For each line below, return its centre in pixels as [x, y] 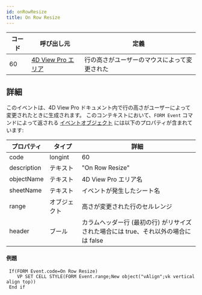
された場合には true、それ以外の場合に [136, 232]
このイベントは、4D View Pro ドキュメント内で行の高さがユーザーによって [99, 108]
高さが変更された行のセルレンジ [127, 207]
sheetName [26, 191]
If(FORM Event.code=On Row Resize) [53, 271]
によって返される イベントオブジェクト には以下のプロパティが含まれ [102, 123]
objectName [26, 179]
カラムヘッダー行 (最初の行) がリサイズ [137, 223]
